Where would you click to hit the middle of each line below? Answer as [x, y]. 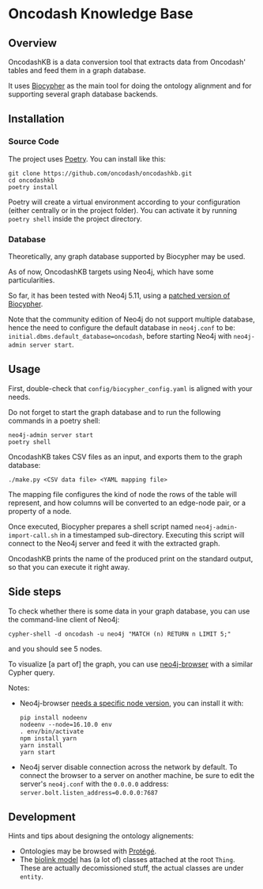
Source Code [34, 142]
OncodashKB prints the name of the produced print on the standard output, [131, 558]
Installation [36, 119]
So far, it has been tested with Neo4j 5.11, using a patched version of [119, 295]
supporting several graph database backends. [83, 94]
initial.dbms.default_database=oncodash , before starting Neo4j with [120, 336]
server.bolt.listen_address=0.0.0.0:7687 [88, 792]
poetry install [33, 187]
